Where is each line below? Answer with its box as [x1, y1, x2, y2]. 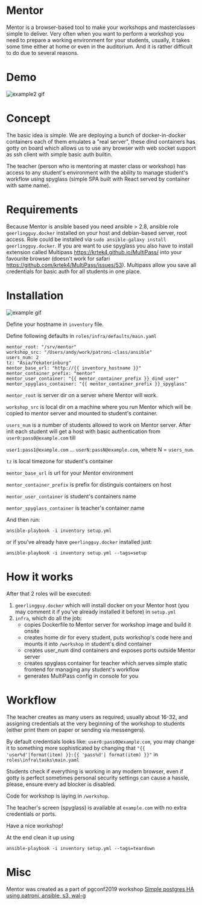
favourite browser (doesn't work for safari [6, 255, 110, 262]
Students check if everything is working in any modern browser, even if [6, 767, 184, 775]
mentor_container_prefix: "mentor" [6, 370, 96, 376]
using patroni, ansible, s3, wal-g [6, 892, 86, 899]
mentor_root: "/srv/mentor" [6, 344, 77, 350]
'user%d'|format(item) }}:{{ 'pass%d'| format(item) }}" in [6, 750, 159, 758]
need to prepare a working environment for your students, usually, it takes [6, 36, 190, 43]
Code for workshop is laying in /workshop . [6, 792, 110, 799]
